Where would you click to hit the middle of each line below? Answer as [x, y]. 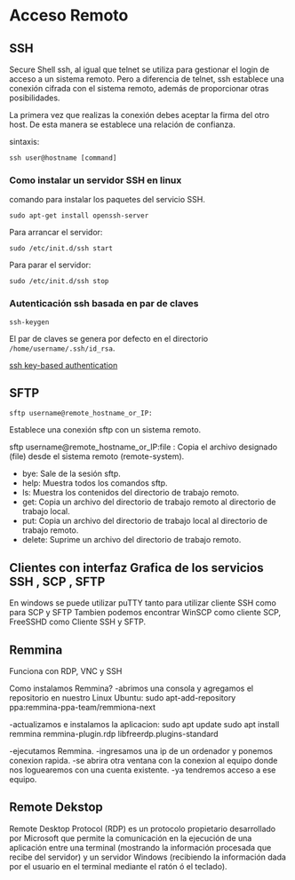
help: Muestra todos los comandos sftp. [95, 483]
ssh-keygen [29, 322]
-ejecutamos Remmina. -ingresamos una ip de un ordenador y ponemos [141, 751]
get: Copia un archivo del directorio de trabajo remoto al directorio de [149, 502]
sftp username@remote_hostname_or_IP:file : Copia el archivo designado [144, 447]
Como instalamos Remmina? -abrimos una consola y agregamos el [132, 688]
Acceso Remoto [69, 16]
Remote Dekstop [56, 808]
